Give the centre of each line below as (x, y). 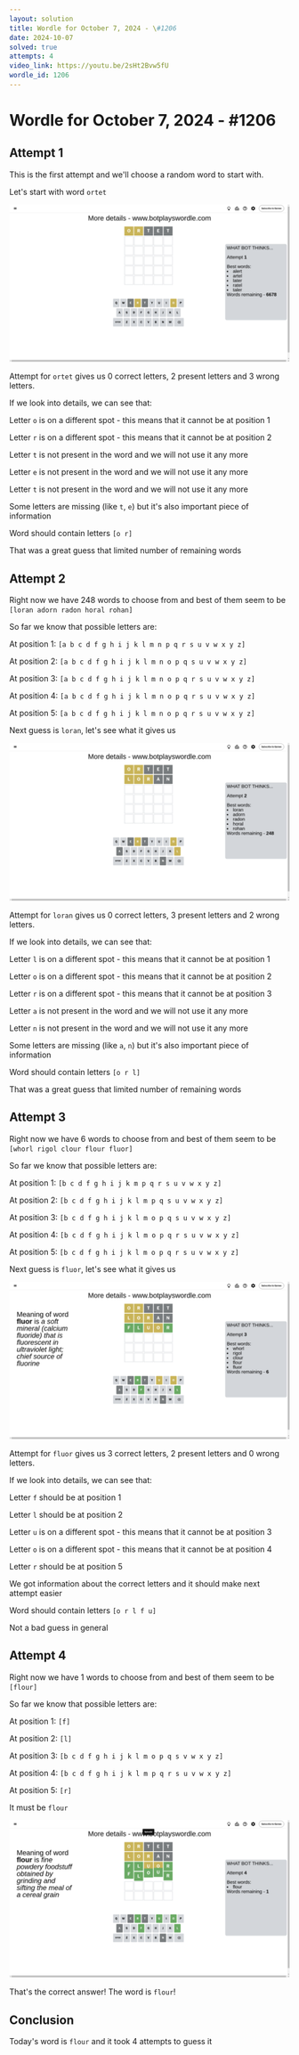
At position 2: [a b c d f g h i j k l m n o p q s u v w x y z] (128, 661)
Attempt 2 (37, 579)
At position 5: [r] (40, 1790)
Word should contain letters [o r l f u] (83, 1611)
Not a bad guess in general (59, 1627)
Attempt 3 (38, 1117)
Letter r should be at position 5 (66, 1566)
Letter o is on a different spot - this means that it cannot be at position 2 (141, 976)
